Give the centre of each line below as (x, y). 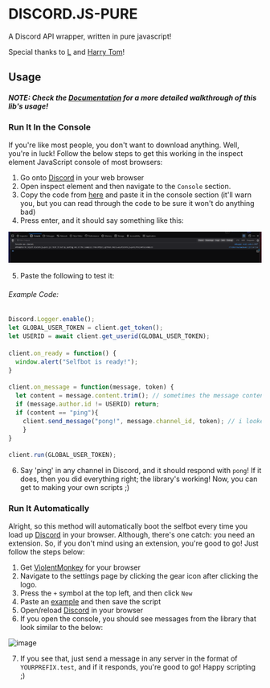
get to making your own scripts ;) (75, 488)
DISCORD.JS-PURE (73, 14)
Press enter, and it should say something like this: (102, 220)
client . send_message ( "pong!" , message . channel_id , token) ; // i (133, 421)
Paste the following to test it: (67, 276)
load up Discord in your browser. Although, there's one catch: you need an (132, 534)
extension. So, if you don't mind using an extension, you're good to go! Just (133, 543)
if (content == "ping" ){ (57, 413)
